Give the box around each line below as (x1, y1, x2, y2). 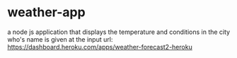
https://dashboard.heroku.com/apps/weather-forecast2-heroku (7, 42, 192, 51)
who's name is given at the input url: (7, 35, 113, 43)
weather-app (7, 4, 86, 21)
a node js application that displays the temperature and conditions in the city (7, 28, 231, 36)
